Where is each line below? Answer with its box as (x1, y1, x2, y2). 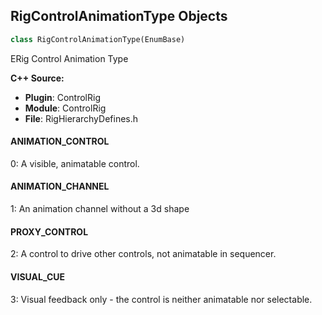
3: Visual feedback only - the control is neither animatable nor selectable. (10, 293, 313, 305)
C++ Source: (10, 72, 65, 84)
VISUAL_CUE (10, 270, 66, 283)
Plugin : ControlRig (24, 91, 101, 103)
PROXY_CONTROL (10, 225, 89, 238)
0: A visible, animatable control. (10, 157, 140, 169)
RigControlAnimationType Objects (10, 8, 228, 25)
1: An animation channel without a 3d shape (10, 203, 190, 215)
